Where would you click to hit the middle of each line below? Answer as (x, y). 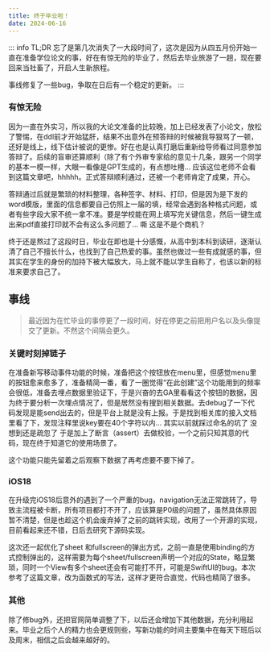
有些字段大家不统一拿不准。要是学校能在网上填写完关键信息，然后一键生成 (138, 214)
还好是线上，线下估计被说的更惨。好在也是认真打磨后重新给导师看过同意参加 (135, 147)
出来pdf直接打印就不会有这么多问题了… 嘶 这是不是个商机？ (107, 224)
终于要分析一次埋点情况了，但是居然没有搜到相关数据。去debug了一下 (131, 402)
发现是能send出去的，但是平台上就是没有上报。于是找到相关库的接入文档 (136, 413)
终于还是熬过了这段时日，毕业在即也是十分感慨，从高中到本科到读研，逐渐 (131, 241)
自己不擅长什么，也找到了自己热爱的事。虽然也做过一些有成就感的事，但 (142, 251)
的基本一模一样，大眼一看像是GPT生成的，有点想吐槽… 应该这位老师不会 (129, 167)
